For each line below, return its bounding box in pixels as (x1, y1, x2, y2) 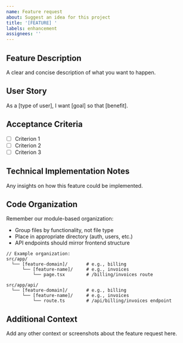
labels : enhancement (6, 25, 58, 32)
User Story (6, 86, 47, 96)
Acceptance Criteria (6, 119, 83, 129)
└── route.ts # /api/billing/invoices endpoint (32, 298, 172, 304)
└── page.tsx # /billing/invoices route (32, 272, 153, 278)
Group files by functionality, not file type (14, 227, 114, 234)
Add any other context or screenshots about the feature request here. (6, 330, 178, 337)
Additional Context (6, 314, 77, 324)
